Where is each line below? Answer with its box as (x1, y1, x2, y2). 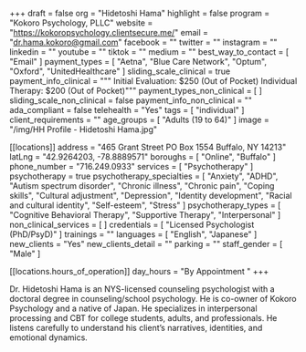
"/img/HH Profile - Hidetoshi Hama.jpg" (9, 124, 158, 135)
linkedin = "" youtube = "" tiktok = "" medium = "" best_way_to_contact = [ (9, 47, 290, 57)
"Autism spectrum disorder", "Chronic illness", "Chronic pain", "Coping (9, 181, 275, 191)
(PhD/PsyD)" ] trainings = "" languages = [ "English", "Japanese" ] (9, 229, 258, 240)
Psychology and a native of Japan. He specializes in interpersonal (9, 303, 258, 314)
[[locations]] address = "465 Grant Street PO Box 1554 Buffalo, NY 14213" (9, 141, 287, 152)
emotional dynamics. (9, 332, 89, 343)
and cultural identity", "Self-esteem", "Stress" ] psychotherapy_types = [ (9, 200, 281, 211)
